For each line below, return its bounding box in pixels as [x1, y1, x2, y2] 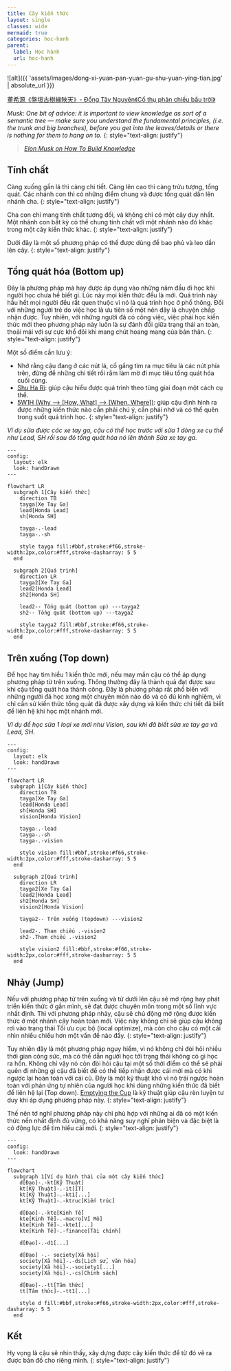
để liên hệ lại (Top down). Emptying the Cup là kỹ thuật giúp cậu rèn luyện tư [7, 1089, 224, 1096]
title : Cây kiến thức [7, 10, 69, 17]
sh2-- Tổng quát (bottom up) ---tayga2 [19, 610, 134, 617]
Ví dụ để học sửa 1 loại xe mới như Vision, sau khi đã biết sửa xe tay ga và [7, 721, 218, 729]
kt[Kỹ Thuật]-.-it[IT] [19, 1185, 85, 1192]
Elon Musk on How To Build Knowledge [23, 144, 135, 152]
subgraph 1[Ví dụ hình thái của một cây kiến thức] [13, 1173, 165, 1180]
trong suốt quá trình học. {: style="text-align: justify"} [16, 413, 168, 421]
